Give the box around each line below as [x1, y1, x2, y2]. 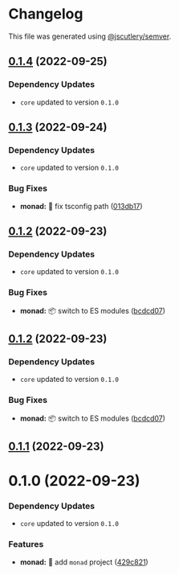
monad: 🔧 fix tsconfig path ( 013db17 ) [19, 201, 143, 211]
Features [8, 539, 44, 550]
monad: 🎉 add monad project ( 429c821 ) [19, 557, 148, 567]
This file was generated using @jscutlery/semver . [8, 31, 172, 41]
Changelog [8, 5, 83, 23]
